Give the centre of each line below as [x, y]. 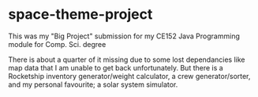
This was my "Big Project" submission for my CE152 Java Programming [124, 36]
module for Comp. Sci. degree [57, 44]
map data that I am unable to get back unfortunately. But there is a [116, 67]
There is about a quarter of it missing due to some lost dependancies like [127, 59]
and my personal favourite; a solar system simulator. [93, 84]
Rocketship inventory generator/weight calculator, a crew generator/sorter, [129, 76]
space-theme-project [80, 14]
